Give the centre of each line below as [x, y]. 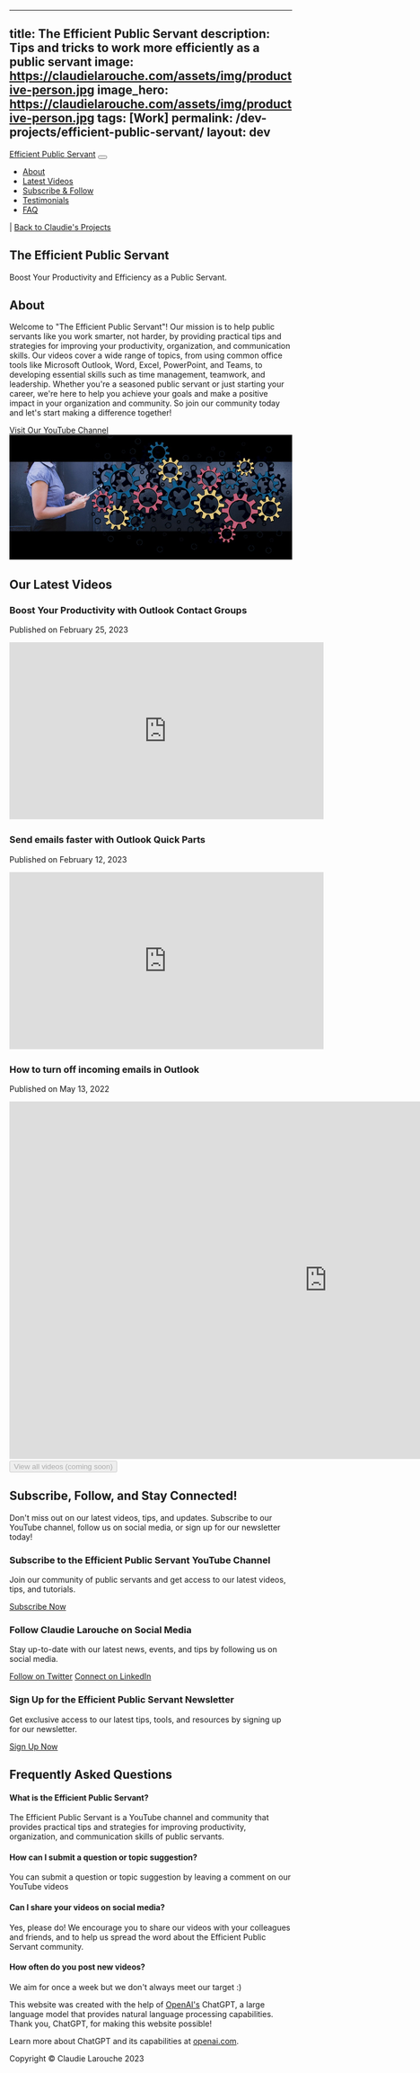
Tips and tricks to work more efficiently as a [135, 48]
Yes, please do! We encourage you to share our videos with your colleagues [150, 1927]
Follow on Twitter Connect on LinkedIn [80, 1676]
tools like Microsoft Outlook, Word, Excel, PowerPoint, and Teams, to [136, 365]
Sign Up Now [34, 1747]
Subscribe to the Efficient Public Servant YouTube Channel [140, 1559]
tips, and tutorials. [43, 1589]
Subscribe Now [38, 1607]
